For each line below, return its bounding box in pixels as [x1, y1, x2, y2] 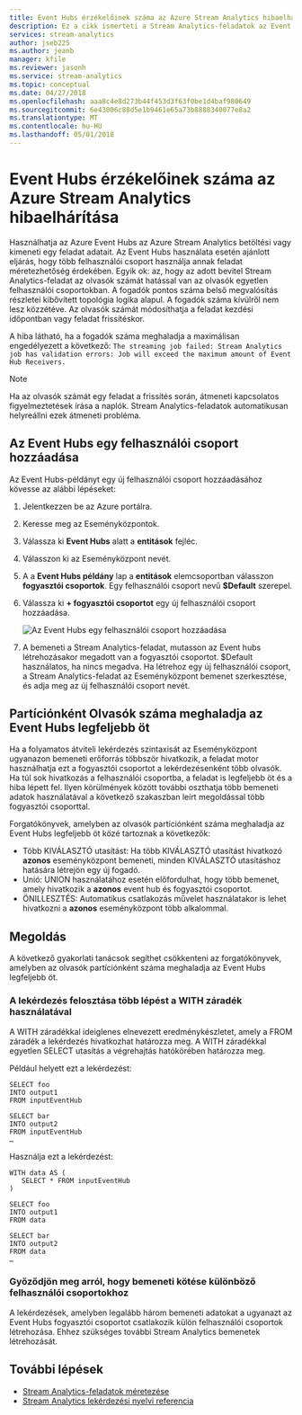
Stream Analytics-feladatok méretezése [22, 1385, 170, 1396]
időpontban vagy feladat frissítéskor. [9, 313, 146, 324]
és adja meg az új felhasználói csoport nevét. [22, 680, 191, 690]
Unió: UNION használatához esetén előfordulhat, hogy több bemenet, [22, 874, 280, 885]
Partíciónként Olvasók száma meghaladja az [9, 707, 263, 722]
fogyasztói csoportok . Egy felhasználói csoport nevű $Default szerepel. [22, 580, 293, 591]
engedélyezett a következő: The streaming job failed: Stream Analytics [9, 340, 283, 351]
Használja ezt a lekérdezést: [9, 1151, 114, 1161]
